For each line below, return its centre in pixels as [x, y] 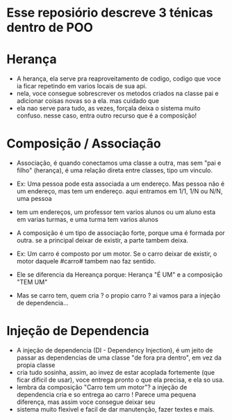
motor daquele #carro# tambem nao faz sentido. [86, 261]
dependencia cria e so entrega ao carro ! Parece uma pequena [106, 395]
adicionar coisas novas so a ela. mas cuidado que [88, 101]
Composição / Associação [84, 144]
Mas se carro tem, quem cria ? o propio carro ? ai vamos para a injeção [118, 296]
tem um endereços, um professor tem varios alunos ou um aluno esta [116, 212]
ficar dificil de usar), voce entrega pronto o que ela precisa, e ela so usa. [120, 380]
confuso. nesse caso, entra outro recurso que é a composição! [107, 115]
